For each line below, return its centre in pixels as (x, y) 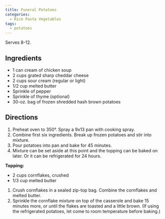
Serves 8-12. (18, 42)
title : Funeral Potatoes (31, 10)
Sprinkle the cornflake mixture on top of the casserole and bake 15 (81, 201)
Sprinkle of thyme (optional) (41, 96)
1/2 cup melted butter (34, 86)
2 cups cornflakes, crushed (40, 175)
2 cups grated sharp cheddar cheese (50, 75)
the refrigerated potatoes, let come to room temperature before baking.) (86, 211)
